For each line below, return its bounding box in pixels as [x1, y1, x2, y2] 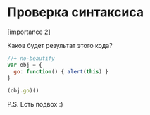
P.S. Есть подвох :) [7, 100, 63, 109]
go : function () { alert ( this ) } [13, 68, 109, 75]
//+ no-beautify [7, 54, 55, 62]
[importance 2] [7, 28, 51, 36]
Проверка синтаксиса [7, 4, 144, 20]
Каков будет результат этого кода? [7, 41, 113, 49]
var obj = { [7, 61, 42, 68]
